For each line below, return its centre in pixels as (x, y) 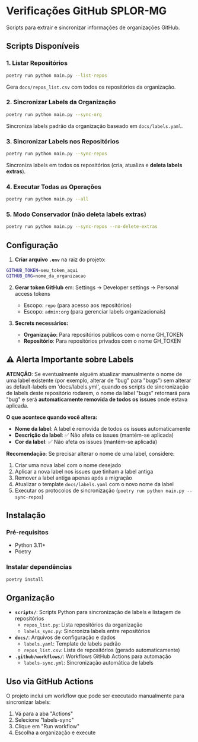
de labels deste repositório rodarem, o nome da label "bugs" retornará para (98, 393)
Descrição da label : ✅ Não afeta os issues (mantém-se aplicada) (94, 435)
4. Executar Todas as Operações (54, 187)
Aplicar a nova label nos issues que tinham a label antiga (84, 471)
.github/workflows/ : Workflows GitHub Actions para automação (93, 656)
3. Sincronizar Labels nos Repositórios (63, 141)
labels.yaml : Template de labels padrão (72, 644)
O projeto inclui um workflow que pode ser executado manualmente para (95, 696)
